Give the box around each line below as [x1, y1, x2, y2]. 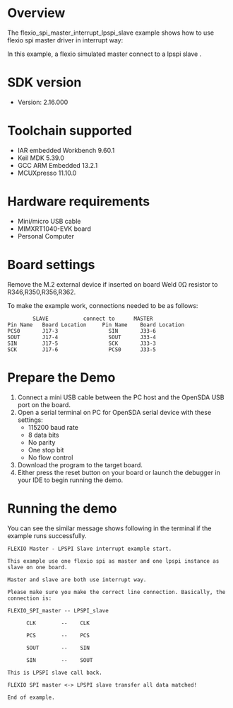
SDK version [7, 74, 82, 91]
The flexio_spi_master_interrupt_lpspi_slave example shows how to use [7, 28, 214, 37]
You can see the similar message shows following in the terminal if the [7, 524, 212, 532]
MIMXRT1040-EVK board [17, 224, 92, 233]
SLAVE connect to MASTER [32, 315, 153, 322]
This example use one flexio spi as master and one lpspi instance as [7, 557, 220, 564]
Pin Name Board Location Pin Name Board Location [7, 321, 185, 329]
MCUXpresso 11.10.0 [17, 169, 77, 177]
